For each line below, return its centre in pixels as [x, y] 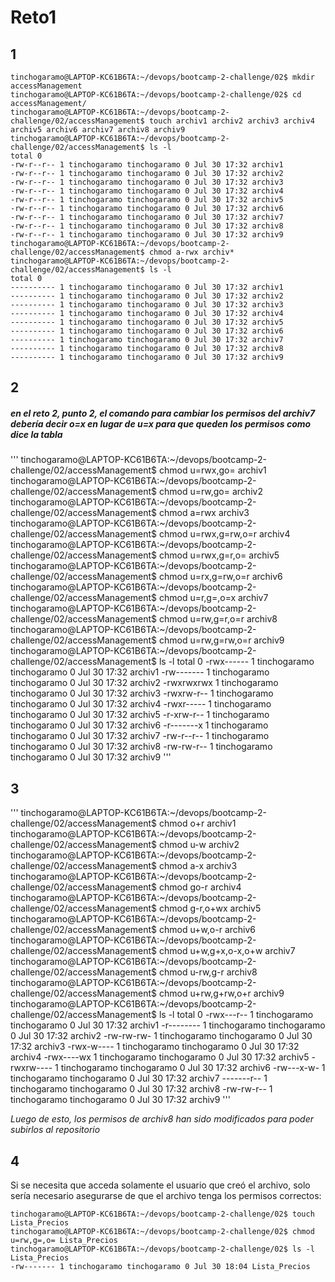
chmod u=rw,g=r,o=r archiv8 [218, 619]
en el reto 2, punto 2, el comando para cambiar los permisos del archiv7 [163, 413]
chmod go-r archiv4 [200, 887]
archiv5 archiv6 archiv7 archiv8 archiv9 [98, 130]
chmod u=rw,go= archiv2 [210, 492]
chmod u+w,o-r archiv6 [207, 930]
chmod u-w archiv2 [199, 845]
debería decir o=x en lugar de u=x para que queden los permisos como [161, 423]
